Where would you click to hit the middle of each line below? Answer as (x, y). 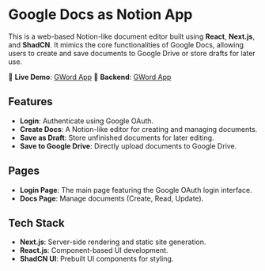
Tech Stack (36, 223)
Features (30, 102)
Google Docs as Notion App (100, 15)
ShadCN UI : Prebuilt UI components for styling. (97, 259)
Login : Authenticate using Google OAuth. (87, 121)
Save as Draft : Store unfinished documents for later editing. (117, 137)
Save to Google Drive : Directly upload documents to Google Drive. (128, 146)
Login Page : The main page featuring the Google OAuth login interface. (136, 190)
